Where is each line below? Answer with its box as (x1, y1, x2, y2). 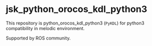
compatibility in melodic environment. (6, 25, 85, 31)
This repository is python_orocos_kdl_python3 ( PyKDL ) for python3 (6, 20, 145, 26)
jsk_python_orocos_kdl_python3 (6, 3, 147, 15)
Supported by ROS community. (6, 35, 71, 41)
